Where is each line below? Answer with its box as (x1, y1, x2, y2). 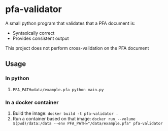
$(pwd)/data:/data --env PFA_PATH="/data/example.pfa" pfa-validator (12, 121, 163, 126)
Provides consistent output (12, 35, 70, 41)
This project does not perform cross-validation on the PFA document (5, 45, 149, 51)
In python (5, 75, 29, 82)
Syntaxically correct (12, 30, 55, 36)
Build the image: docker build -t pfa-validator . (12, 110, 118, 116)
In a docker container (5, 99, 59, 106)
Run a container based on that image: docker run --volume (12, 115, 136, 121)
